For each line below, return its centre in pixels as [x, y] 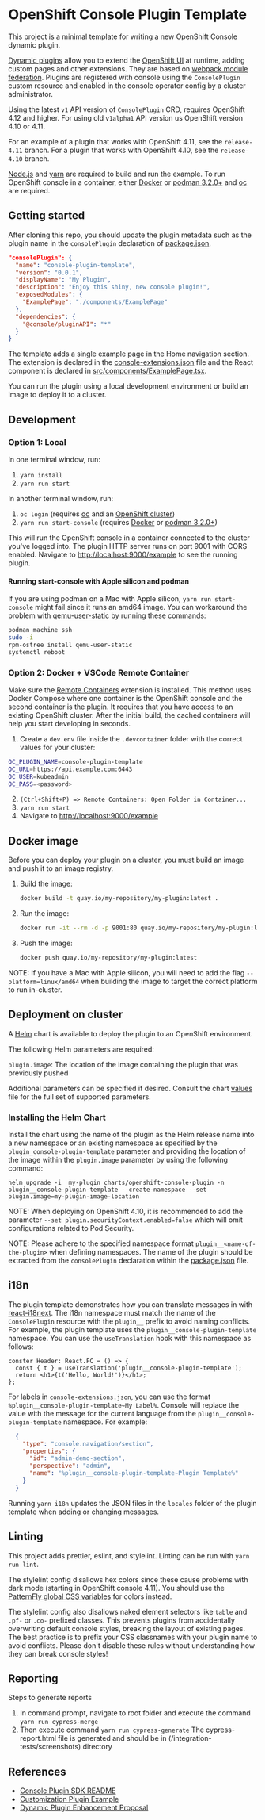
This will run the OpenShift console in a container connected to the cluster [129, 538]
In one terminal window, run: [55, 459]
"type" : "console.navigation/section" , [88, 1444]
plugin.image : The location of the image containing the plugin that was [123, 1064]
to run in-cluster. [35, 990]
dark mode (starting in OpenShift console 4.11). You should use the [117, 1588]
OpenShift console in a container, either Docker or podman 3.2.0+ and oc [128, 182]
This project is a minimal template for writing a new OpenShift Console [123, 36]
